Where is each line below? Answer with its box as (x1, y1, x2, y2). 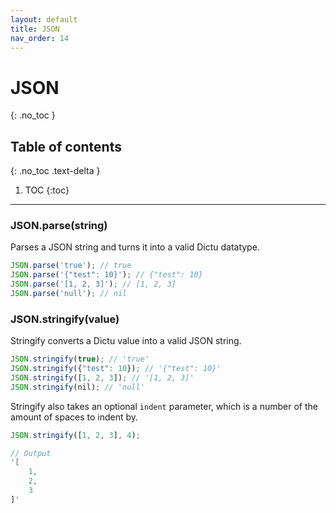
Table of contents (10, 138, 122, 155)
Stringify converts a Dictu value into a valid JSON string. (10, 335, 242, 347)
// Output (10, 448, 52, 458)
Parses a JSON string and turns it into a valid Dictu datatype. (10, 241, 260, 253)
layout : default (10, 14, 78, 25)
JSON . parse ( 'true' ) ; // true (10, 261, 132, 271)
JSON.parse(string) (10, 219, 108, 233)
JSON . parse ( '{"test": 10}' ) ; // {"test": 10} (10, 270, 203, 280)
